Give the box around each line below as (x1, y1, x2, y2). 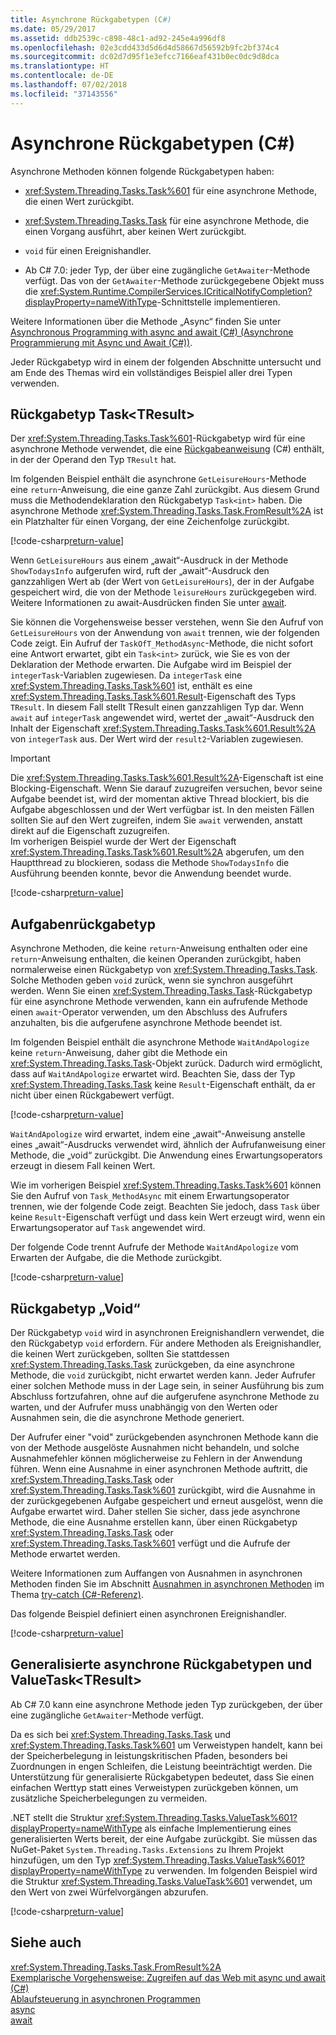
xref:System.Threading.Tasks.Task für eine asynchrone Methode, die (24, 214, 310, 226)
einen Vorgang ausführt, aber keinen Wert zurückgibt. (24, 225, 247, 237)
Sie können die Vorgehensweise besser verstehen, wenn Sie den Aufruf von (10, 616, 324, 628)
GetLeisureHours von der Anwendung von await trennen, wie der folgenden (10, 627, 320, 639)
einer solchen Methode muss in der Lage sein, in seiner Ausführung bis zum (10, 1380, 325, 1391)
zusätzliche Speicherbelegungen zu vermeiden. (10, 1792, 208, 1804)
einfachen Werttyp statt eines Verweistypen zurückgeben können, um (10, 1781, 299, 1793)
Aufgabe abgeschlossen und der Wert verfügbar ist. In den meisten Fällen (10, 804, 315, 816)
